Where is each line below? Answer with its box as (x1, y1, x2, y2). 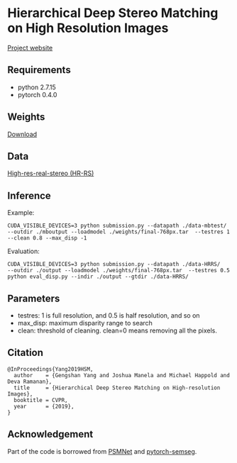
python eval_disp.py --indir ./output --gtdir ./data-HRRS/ (7, 273, 189, 281)
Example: (7, 208, 35, 217)
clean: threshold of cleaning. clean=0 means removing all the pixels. (17, 326, 218, 335)
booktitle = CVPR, (13, 396, 69, 403)
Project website (7, 43, 53, 52)
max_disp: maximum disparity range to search (17, 319, 153, 327)
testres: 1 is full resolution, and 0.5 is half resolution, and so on (17, 311, 200, 320)
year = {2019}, (13, 403, 75, 410)
